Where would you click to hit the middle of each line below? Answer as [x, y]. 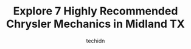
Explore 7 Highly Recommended [95, 11]
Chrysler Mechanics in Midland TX [95, 24]
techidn [95, 41]
